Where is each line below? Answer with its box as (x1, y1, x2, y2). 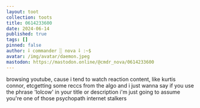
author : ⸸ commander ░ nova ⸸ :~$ (6, 48, 91, 54)
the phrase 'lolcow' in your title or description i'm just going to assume (6, 88, 180, 95)
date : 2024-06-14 (6, 25, 50, 32)
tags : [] (6, 37, 28, 43)
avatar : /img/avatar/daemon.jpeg (6, 53, 90, 59)
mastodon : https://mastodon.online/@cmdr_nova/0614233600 (6, 59, 154, 65)
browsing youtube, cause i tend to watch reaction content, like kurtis (6, 76, 176, 83)
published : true (6, 31, 47, 37)
